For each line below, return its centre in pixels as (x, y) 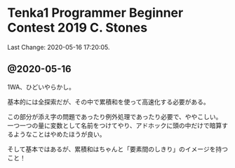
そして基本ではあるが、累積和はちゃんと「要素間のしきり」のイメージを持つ (118, 149)
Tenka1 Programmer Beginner (95, 13)
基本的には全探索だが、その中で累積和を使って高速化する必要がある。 (109, 101)
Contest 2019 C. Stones (78, 28)
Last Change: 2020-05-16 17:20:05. (59, 47)
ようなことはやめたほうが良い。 (59, 134)
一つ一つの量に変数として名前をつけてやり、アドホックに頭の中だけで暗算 (115, 125)
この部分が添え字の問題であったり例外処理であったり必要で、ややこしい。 (115, 116)
